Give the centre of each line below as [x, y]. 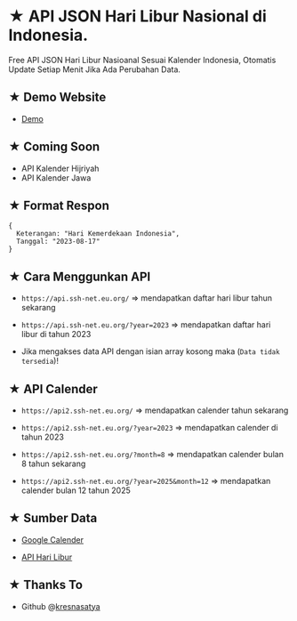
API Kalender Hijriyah [60, 168]
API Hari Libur [47, 557]
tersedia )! [40, 361]
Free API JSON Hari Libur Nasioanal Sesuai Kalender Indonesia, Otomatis [142, 60]
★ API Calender [53, 389]
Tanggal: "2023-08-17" [58, 242]
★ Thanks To [46, 585]
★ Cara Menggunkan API [80, 276]
